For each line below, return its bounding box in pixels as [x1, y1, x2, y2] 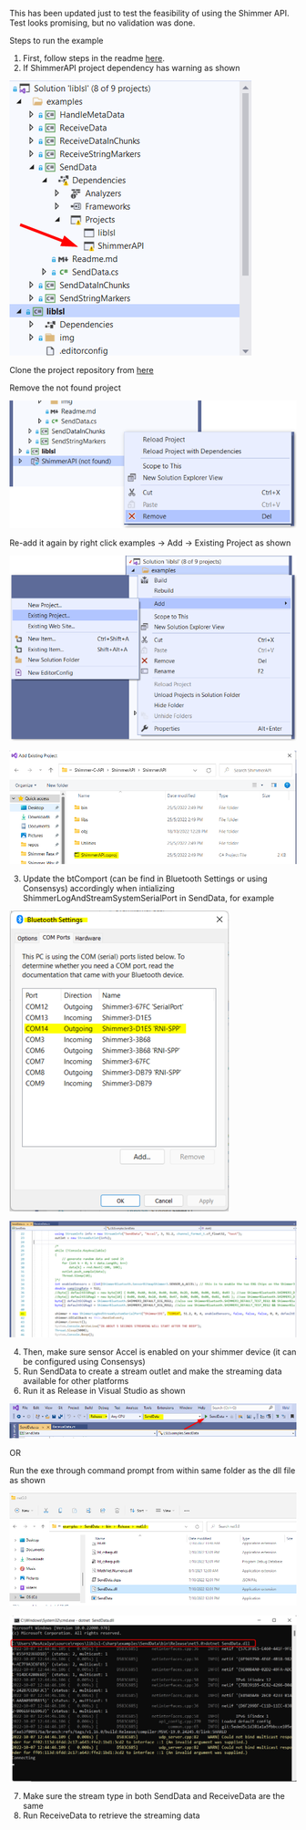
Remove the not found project [9, 382, 121, 393]
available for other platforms [22, 1376, 129, 1387]
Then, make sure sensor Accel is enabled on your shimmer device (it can [22, 1347, 297, 1357]
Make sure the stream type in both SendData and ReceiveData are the [22, 1791, 285, 1802]
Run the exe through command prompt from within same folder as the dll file [9, 1465, 296, 1476]
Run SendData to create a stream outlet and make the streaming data [22, 1366, 282, 1377]
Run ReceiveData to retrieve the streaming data [22, 1810, 200, 1821]
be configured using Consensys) [22, 1357, 146, 1367]
